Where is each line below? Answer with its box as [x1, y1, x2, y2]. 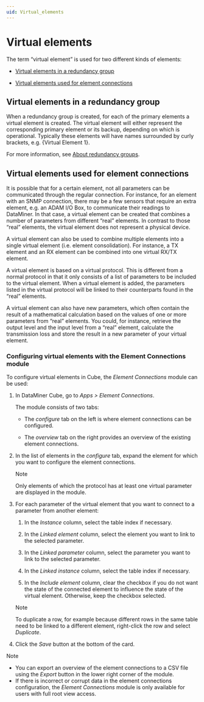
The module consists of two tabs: [15, 403, 99, 411]
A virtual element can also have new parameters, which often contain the [6, 305, 190, 312]
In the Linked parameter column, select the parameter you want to [24, 549, 191, 556]
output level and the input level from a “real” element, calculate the [6, 324, 174, 331]
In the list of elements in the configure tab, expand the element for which [15, 452, 198, 460]
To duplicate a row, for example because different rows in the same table [15, 616, 199, 623]
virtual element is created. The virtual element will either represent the [6, 120, 183, 127]
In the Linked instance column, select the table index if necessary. [24, 567, 191, 574]
